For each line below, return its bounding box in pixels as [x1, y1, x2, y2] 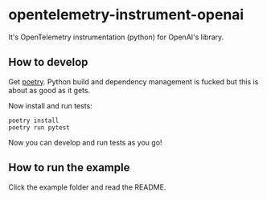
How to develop [8, 55, 88, 69]
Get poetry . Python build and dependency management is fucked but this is [8, 76, 259, 86]
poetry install [8, 116, 60, 124]
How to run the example [8, 161, 130, 174]
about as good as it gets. [8, 85, 91, 95]
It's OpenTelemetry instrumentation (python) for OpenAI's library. [8, 32, 224, 42]
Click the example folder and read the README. [8, 182, 166, 192]
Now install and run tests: [8, 100, 92, 110]
